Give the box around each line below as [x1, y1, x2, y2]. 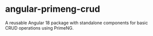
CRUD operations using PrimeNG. [5, 25, 74, 31]
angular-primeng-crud [5, 3, 101, 15]
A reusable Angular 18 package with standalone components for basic [5, 20, 148, 26]
